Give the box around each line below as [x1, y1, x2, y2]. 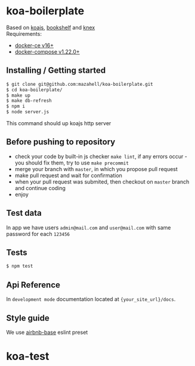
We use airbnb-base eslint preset [6, 328, 88, 336]
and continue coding [14, 184, 66, 191]
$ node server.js [6, 109, 49, 115]
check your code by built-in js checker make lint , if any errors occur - [14, 153, 188, 160]
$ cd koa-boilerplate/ [6, 86, 63, 93]
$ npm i [6, 103, 26, 110]
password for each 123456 [6, 230, 70, 237]
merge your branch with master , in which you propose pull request [14, 165, 178, 172]
